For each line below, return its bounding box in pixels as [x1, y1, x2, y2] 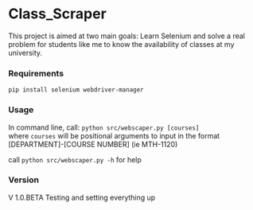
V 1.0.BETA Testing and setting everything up [8, 192, 156, 202]
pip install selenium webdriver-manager [8, 86, 145, 94]
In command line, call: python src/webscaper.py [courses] [8, 122, 200, 132]
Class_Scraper [8, 5, 107, 23]
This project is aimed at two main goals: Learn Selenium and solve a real [8, 31, 245, 41]
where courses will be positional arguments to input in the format [8, 130, 220, 140]
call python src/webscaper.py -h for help [8, 154, 142, 164]
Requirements [8, 68, 64, 79]
